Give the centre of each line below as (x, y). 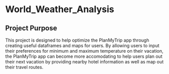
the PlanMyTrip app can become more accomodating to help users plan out (84, 56)
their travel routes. (24, 67)
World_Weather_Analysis (60, 9)
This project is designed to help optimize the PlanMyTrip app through (77, 40)
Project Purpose (31, 28)
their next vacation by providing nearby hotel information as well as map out (85, 62)
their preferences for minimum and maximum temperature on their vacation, (84, 51)
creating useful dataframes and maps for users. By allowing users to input (82, 46)
